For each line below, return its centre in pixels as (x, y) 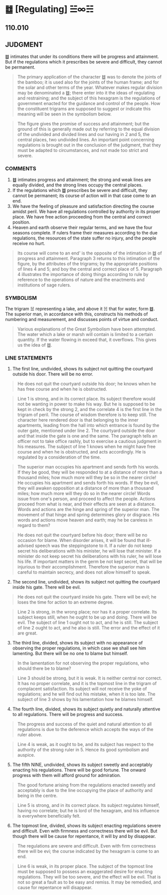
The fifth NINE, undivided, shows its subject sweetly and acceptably (83, 765)
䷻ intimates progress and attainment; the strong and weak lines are (82, 179)
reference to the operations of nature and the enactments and (81, 279)
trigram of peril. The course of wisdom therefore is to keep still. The (87, 415)
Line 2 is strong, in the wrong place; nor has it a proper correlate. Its (87, 612)
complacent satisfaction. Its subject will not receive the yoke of (82, 689)
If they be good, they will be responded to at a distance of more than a (89, 472)
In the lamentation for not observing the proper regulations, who (83, 663)
